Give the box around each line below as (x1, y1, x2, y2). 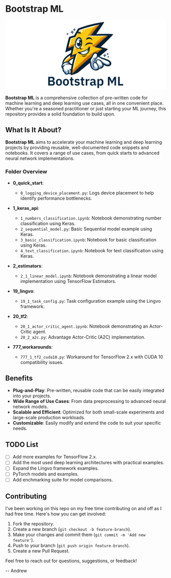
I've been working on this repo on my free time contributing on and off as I (5, 505, 162, 512)
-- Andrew (5, 568, 27, 574)
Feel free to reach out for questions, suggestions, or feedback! (5, 558, 137, 564)
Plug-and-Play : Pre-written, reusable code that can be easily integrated (12, 388, 164, 394)
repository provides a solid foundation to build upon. (5, 111, 116, 117)
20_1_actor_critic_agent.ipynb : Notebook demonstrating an (20, 323, 149, 329)
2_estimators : (12, 262, 43, 269)
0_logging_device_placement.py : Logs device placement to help (20, 189, 154, 196)
